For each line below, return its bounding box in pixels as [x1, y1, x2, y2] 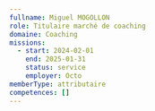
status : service [25, 64, 87, 73]
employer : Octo [25, 72, 82, 81]
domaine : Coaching [9, 30, 78, 38]
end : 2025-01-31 [25, 55, 87, 64]
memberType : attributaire [9, 80, 106, 89]
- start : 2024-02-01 [17, 47, 94, 55]
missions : [9, 38, 47, 47]
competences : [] [9, 88, 70, 97]
